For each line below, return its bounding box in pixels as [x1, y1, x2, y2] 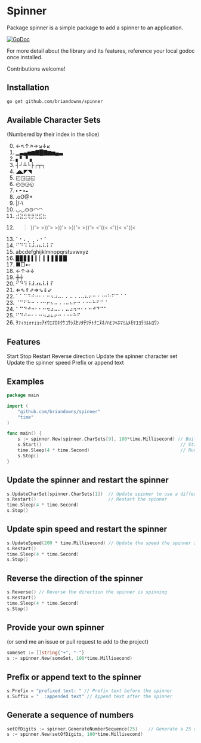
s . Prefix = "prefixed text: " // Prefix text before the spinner [7, 688, 172, 694]
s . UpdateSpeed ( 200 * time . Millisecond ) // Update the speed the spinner [7, 540, 191, 546]
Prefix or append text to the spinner [7, 672, 142, 682]
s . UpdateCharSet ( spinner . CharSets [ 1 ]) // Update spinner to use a [7, 491, 178, 497]
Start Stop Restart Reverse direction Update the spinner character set [7, 353, 178, 360]
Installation [7, 83, 50, 93]
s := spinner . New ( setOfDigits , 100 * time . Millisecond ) [7, 732, 144, 738]
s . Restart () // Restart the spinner [7, 496, 168, 502]
